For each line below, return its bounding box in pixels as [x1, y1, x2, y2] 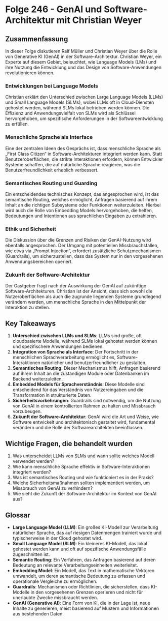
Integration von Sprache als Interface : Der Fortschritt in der [12, 349, 139, 355]
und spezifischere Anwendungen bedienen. [12, 343, 104, 349]
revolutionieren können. [5, 70, 55, 76]
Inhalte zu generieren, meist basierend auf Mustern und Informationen [12, 605, 159, 611]
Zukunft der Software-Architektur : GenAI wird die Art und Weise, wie [12, 413, 159, 420]
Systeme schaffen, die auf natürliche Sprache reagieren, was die [5, 161, 141, 167]
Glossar [5, 511, 30, 519]
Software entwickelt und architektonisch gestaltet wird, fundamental [12, 419, 155, 425]
